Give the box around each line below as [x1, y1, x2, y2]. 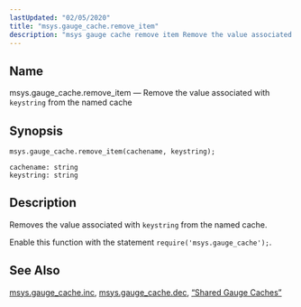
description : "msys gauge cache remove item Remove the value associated [9, 30, 293, 39]
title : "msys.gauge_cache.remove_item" [9, 22, 160, 31]
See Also [9, 263, 60, 278]
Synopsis [9, 123, 63, 138]
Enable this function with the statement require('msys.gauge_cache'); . [9, 237, 272, 247]
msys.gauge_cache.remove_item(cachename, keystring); [9, 147, 216, 156]
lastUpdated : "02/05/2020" [9, 13, 111, 23]
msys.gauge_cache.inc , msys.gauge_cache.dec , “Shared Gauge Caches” [9, 286, 282, 298]
